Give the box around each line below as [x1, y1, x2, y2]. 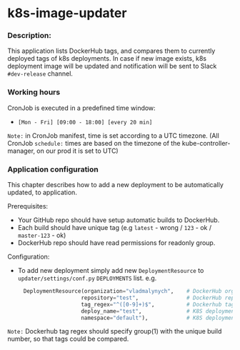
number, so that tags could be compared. [7, 334, 129, 344]
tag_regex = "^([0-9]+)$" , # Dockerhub [81, 301, 222, 308]
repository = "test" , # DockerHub [81, 294, 222, 301]
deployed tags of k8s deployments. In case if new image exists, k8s [7, 54, 207, 63]
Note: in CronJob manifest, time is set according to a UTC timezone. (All [7, 131, 219, 140]
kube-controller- [181, 139, 231, 147]
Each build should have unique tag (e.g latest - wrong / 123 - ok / [17, 224, 212, 232]
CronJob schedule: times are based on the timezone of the [7, 139, 181, 147]
